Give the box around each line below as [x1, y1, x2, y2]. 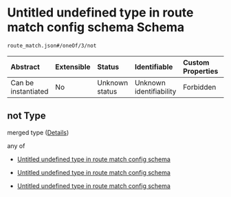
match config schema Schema [7, 19, 185, 35]
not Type [7, 110, 46, 122]
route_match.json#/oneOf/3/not [7, 42, 97, 49]
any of [7, 141, 25, 149]
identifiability [134, 86, 177, 96]
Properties [183, 66, 219, 76]
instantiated [10, 86, 49, 96]
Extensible [54, 62, 91, 72]
